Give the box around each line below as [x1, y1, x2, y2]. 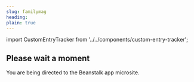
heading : [6, 14, 28, 20]
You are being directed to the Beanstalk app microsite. [6, 69, 140, 76]
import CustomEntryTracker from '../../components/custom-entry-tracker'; [6, 36, 189, 43]
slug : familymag [6, 8, 47, 15]
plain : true [6, 20, 36, 26]
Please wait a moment [6, 53, 90, 63]
